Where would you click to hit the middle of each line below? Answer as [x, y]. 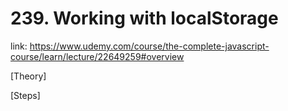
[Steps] [25, 95]
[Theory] [28, 76]
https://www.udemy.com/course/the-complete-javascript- [149, 46]
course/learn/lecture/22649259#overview [97, 56]
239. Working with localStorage [144, 18]
